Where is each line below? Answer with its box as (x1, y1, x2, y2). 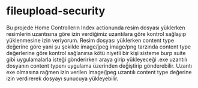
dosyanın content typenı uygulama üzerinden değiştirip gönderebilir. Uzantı (6, 62, 192, 69)
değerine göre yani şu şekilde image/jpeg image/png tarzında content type (6, 43, 191, 50)
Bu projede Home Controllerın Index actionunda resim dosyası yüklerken (6, 24, 185, 31)
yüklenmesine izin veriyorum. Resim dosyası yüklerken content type (6, 37, 175, 44)
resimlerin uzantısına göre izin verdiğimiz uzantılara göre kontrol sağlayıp (6, 30, 187, 37)
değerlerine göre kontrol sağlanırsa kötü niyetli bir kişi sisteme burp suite (6, 49, 186, 56)
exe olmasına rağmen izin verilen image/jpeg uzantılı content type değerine (6, 68, 192, 75)
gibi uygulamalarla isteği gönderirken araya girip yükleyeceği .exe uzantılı (6, 56, 188, 63)
